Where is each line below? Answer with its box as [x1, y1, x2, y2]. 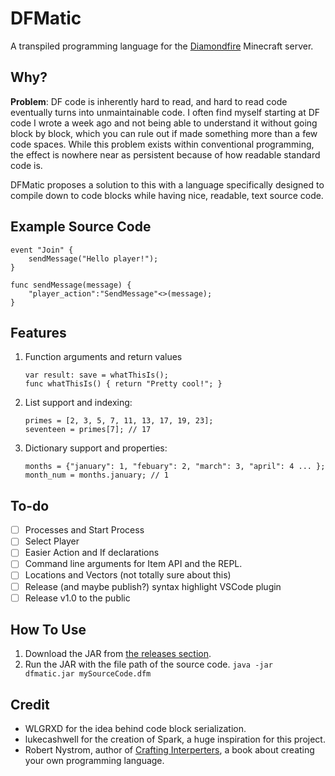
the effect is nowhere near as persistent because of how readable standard [10, 148, 321, 161]
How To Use [10, 622, 87, 639]
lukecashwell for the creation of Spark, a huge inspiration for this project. [24, 733, 326, 746]
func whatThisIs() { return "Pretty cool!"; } [24, 379, 223, 389]
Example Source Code [10, 218, 152, 236]
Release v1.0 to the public [24, 592, 131, 604]
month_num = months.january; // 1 [24, 470, 169, 481]
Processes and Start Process [24, 524, 145, 536]
